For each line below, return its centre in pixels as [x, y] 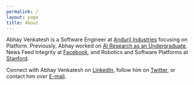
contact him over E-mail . [36, 76]
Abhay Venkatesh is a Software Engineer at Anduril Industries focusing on [97, 40]
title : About [22, 23]
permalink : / [22, 12]
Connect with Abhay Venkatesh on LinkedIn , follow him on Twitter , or [91, 70]
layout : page [22, 17]
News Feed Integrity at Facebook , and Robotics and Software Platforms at [97, 52]
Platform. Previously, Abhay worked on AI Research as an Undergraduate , [97, 46]
